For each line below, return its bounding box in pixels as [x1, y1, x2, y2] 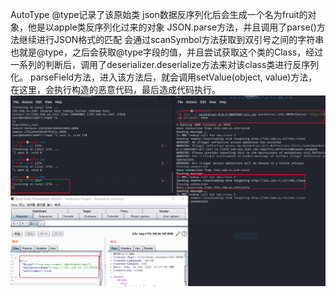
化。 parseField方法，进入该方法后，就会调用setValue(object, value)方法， [10, 71, 318, 83]
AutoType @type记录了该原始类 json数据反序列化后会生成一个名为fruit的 [10, 9, 308, 20]
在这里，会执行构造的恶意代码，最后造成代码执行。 [10, 84, 221, 95]
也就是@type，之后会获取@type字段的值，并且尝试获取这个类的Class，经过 [10, 46, 324, 58]
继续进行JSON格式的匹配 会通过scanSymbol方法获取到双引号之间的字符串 [18, 34, 325, 45]
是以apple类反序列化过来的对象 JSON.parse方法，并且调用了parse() [36, 21, 317, 33]
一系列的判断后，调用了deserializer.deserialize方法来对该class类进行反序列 [10, 59, 320, 70]
